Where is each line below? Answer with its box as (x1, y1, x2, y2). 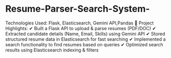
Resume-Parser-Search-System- (5, 3, 150, 15)
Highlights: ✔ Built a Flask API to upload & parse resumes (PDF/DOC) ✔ (5, 25, 157, 31)
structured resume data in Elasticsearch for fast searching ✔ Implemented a (5, 36, 166, 42)
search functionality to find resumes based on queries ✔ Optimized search (5, 41, 163, 47)
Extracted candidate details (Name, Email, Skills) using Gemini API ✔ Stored (5, 31, 165, 37)
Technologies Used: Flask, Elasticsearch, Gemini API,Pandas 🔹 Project (5, 20, 154, 26)
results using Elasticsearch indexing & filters (5, 47, 99, 53)
